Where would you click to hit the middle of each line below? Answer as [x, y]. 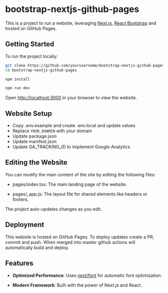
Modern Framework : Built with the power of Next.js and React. [77, 285]
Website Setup [29, 113]
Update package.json [34, 136]
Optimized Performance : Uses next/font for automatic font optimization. [87, 275]
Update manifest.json [34, 142]
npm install [17, 79]
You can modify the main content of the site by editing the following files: [80, 174]
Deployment [25, 225]
